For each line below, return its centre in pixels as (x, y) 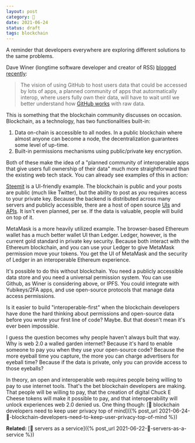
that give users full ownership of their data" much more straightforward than (98, 169)
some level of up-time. (41, 145)
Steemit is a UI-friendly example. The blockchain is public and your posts (94, 186)
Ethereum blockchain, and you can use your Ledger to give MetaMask (90, 248)
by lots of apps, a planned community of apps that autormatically (99, 91)
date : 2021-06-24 (27, 22)
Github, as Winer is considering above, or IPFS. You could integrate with (93, 284)
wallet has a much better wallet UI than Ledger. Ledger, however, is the (91, 235)
